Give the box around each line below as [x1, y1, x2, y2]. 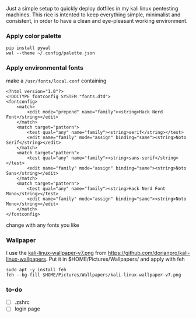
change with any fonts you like [6, 222, 80, 229]
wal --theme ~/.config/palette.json [6, 50, 95, 56]
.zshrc [14, 299, 30, 306]
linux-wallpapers [6, 255, 47, 262]
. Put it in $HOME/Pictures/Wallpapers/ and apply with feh [45, 255, 185, 262]
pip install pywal [6, 45, 51, 51]
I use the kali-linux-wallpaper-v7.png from [6, 249, 107, 256]
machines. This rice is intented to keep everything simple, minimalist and [6, 11, 181, 18]
